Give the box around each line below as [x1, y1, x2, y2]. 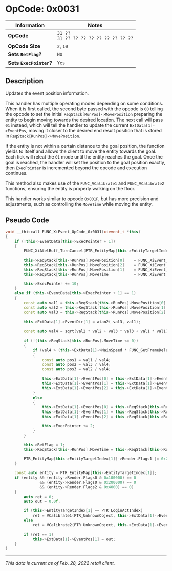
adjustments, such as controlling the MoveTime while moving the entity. [5, 201, 153, 207]
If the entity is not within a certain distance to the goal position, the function [5, 143, 165, 149]
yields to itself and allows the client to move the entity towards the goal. [5, 148, 157, 154]
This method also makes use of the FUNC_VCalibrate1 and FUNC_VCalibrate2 [5, 180, 165, 186]
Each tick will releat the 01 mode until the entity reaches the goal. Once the [5, 153, 163, 160]
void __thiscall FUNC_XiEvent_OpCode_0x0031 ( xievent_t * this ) [5, 229, 141, 234]
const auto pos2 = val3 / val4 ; [41, 362, 111, 367]
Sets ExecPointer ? [8, 59, 52, 66]
